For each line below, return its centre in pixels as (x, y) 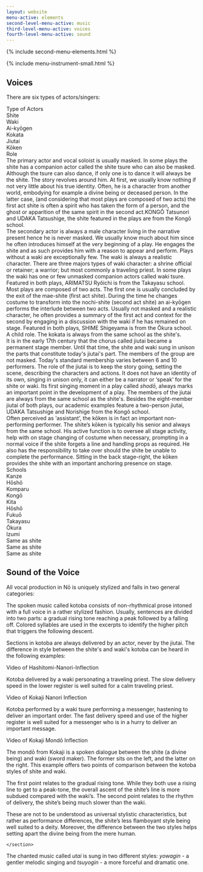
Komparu (18, 489)
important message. (31, 728)
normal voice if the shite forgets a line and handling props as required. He (98, 444)
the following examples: (36, 656)
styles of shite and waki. (37, 771)
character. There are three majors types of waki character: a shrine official (99, 263)
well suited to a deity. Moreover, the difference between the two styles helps (101, 827)
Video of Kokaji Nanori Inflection (47, 697)
